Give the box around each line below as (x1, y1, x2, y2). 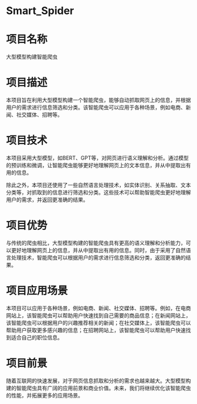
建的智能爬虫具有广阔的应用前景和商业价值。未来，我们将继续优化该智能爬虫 (6, 384, 191, 391)
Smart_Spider (6, 4, 74, 18)
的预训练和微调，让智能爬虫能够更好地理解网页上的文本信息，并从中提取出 (6, 162, 186, 168)
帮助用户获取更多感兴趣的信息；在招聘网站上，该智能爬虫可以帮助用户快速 (6, 327, 186, 334)
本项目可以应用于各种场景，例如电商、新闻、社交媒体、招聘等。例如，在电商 (6, 304, 191, 311)
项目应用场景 (6, 284, 69, 297)
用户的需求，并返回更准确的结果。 (6, 196, 89, 203)
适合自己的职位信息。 (11, 334, 63, 341)
